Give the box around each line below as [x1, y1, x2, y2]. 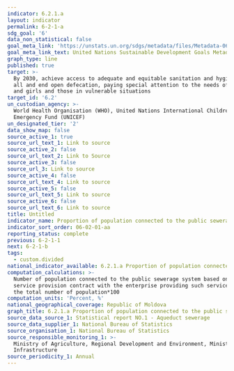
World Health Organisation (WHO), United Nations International [13, 107, 204, 114]
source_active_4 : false [7, 172, 77, 179]
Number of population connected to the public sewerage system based [13, 276, 219, 283]
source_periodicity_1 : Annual [7, 353, 95, 361]
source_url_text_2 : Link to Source [7, 152, 111, 160]
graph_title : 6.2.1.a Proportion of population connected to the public [7, 308, 223, 315]
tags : [7, 250, 23, 257]
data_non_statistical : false [7, 36, 92, 43]
